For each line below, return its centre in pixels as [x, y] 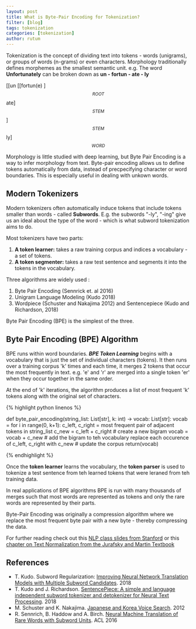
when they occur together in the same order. [60, 378]
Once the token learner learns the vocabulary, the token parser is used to [96, 466]
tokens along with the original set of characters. [63, 396]
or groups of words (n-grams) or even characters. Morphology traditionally [96, 62]
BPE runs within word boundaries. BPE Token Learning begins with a [89, 353]
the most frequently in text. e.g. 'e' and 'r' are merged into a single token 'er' [98, 372]
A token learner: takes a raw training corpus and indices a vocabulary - [101, 249]
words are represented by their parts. [51, 503]
